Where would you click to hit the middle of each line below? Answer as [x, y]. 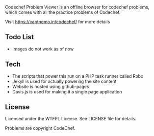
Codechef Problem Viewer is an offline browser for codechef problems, [77, 7]
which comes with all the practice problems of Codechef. [63, 12]
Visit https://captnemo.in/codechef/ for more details [58, 22]
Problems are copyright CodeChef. [40, 128]
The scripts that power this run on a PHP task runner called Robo [78, 76]
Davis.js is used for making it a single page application [67, 91]
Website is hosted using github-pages [51, 86]
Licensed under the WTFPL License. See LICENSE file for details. [71, 119]
